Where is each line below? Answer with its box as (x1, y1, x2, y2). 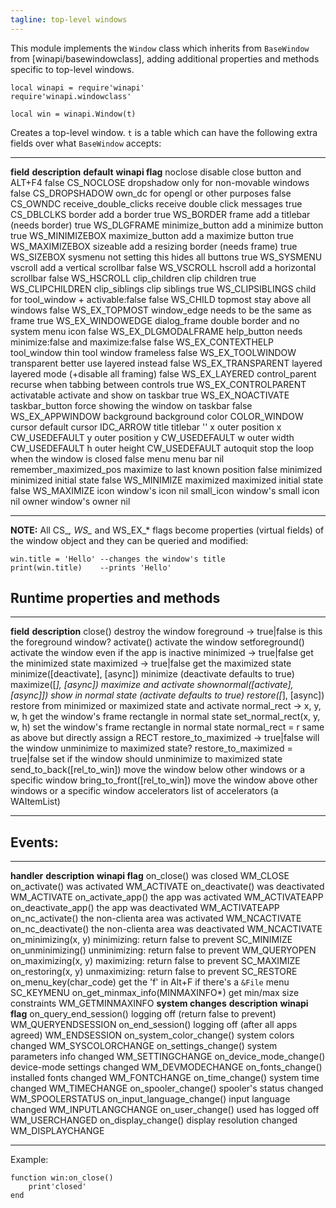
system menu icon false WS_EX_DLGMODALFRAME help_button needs (10, 325, 303, 337)
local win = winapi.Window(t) (10, 109, 137, 119)
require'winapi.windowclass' (10, 91, 132, 101)
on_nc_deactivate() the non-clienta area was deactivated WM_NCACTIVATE (10, 923, 323, 935)
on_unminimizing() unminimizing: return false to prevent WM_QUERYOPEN (10, 944, 317, 956)
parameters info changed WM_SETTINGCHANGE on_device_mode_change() (10, 1051, 326, 1063)
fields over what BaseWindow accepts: (10, 137, 162, 149)
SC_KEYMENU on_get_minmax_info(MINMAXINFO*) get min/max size (10, 987, 300, 999)
